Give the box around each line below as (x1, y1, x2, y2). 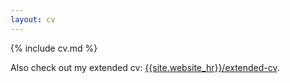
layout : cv (10, 14, 56, 25)
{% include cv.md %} (10, 42, 98, 54)
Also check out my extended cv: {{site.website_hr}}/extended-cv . (10, 61, 280, 73)
